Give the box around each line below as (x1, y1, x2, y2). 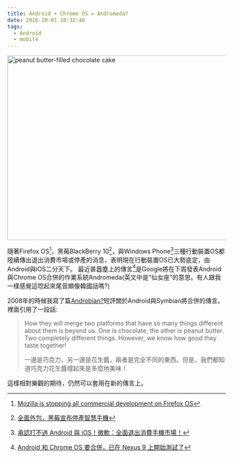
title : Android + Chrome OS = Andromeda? (7, 10, 129, 17)
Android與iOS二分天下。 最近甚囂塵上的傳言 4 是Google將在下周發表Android (7, 263, 222, 273)
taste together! (24, 341, 67, 350)
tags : (7, 23, 23, 30)
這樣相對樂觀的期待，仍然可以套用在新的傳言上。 (7, 379, 147, 387)
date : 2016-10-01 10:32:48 (7, 17, 85, 24)
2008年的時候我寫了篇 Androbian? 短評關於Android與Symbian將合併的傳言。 (7, 296, 224, 305)
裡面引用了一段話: (7, 305, 58, 314)
